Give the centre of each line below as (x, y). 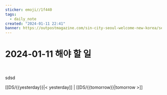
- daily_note (23, 19)
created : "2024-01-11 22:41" (35, 24)
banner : (13, 28)
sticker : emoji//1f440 (29, 10)
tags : (11, 14)
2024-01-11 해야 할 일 (48, 54)
